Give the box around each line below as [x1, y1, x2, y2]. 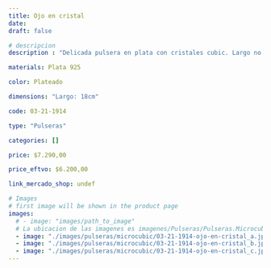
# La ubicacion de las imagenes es [15, 224, 135, 232]
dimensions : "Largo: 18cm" [8, 93, 99, 101]
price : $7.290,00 [8, 151, 67, 159]
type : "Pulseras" [8, 122, 67, 130]
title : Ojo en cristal [8, 11, 85, 20]
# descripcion [8, 41, 56, 49]
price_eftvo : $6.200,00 [8, 165, 89, 174]
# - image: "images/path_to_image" [15, 217, 135, 225]
